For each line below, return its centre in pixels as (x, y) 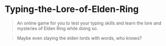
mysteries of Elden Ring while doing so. (57, 28)
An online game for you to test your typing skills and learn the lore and (89, 23)
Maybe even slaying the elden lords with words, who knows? (79, 38)
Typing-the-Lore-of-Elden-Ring (72, 9)
